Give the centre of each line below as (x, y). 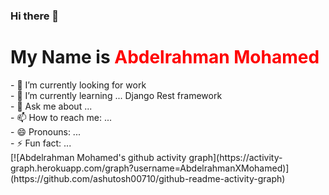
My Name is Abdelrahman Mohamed (165, 57)
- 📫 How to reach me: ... (61, 117)
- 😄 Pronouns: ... (45, 131)
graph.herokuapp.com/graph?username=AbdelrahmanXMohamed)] (150, 168)
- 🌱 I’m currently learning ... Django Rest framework (116, 95)
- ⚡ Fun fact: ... (41, 143)
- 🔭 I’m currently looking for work (78, 85)
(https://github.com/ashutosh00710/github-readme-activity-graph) (148, 178)
